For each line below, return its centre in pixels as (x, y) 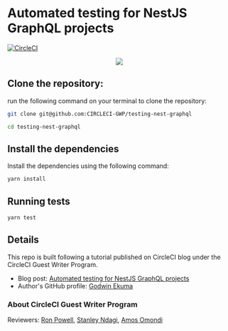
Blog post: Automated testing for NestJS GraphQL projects (103, 278)
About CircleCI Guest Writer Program (72, 304)
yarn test (22, 218)
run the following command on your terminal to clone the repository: (107, 100)
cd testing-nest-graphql (44, 127)
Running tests (39, 201)
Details (23, 240)
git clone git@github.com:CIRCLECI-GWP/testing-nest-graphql (100, 114)
